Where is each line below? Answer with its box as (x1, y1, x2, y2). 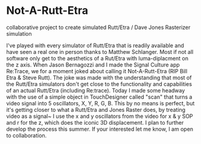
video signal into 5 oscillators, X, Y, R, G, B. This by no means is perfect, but (6, 99, 195, 106)
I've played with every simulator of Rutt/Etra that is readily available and (6, 42, 184, 49)
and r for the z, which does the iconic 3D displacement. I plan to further (6, 119, 184, 126)
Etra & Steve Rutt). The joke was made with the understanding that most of (6, 74, 192, 81)
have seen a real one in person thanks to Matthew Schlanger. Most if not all (6, 48, 194, 55)
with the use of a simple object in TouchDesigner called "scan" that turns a (6, 93, 193, 100)
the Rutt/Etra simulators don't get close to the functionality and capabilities (6, 80, 192, 88)
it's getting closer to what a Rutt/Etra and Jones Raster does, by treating (6, 106, 186, 113)
